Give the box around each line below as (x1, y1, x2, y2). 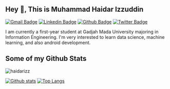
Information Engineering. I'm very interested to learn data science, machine (5, 34, 165, 40)
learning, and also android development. (5, 39, 91, 46)
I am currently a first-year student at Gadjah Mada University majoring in (5, 29, 159, 35)
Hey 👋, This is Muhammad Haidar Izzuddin (5, 5, 144, 14)
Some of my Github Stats (5, 54, 87, 63)
